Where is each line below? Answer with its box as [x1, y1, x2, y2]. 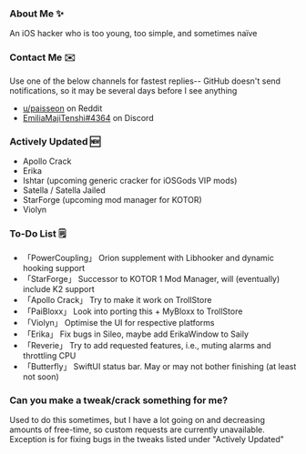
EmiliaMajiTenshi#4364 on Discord [22, 112, 154, 123]
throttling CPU [22, 350, 76, 361]
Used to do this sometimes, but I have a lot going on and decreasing [9, 415, 266, 426]
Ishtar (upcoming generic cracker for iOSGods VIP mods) [22, 175, 238, 186]
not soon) [22, 371, 59, 382]
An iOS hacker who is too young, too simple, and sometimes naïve [9, 28, 258, 39]
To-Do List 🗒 [9, 227, 66, 239]
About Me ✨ [9, 7, 64, 20]
